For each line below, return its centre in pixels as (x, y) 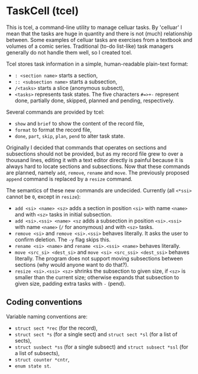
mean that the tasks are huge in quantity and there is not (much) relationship (99, 33)
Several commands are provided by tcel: (55, 112)
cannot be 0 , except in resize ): (43, 196)
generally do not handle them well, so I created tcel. (69, 52)
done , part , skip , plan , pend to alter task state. (70, 136)
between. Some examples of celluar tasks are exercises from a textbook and (99, 40)
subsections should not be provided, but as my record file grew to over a (95, 154)
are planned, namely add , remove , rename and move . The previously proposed (98, 172)
